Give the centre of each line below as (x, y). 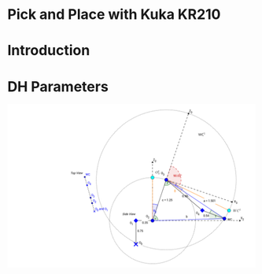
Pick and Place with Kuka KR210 (114, 15)
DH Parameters (58, 86)
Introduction (49, 51)
